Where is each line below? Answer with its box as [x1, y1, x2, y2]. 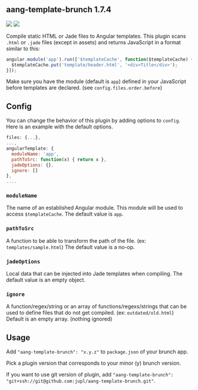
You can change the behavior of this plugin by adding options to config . [6, 117, 181, 124]
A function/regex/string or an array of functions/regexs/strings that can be [6, 303, 187, 310]
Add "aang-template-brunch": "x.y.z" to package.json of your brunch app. [6, 348, 189, 355]
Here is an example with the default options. [6, 123, 113, 130]
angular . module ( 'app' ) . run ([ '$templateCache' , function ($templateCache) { [6, 56, 194, 62]
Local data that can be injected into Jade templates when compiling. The [6, 270, 183, 277]
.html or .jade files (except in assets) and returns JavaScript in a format [6, 38, 181, 46]
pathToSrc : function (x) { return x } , [11, 156, 107, 163]
